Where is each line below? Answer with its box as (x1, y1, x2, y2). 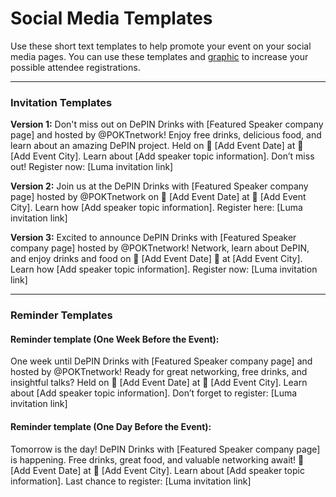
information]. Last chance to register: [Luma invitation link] (10, 475, 252, 487)
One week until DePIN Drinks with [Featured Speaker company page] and (10, 355, 313, 367)
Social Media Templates (10, 7, 213, 30)
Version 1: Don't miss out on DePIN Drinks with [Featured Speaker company (10, 118, 324, 131)
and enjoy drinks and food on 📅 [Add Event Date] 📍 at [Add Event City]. (10, 253, 303, 265)
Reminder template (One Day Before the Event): (10, 420, 212, 432)
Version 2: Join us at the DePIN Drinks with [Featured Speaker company (10, 180, 309, 192)
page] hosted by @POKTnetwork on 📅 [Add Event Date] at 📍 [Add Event (10, 191, 307, 203)
